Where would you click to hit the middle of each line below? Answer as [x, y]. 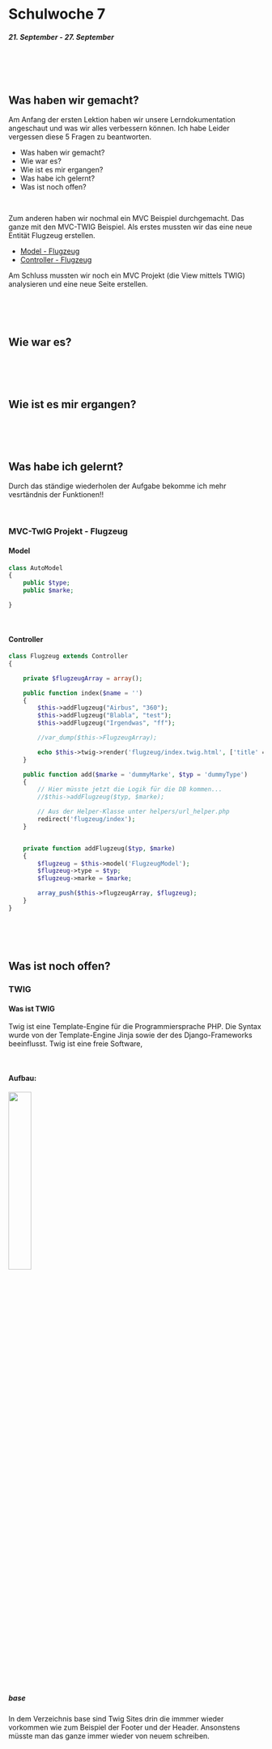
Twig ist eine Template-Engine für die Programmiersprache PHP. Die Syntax [135, 1027]
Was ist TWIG [32, 1008]
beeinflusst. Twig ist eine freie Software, [76, 1044]
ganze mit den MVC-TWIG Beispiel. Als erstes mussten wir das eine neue [130, 227]
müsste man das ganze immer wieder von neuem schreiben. [109, 1736]
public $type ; [47, 583]
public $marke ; [49, 591]
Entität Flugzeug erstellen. [52, 235]
